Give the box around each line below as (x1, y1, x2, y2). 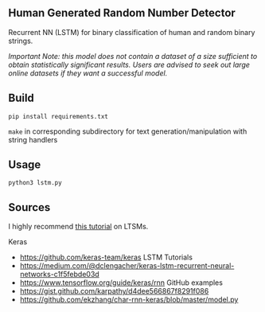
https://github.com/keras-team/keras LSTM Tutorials (19, 252, 193, 262)
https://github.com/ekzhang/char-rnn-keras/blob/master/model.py (19, 294, 239, 305)
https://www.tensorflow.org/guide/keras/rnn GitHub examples (19, 278, 223, 287)
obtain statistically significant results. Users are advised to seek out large (8, 60, 251, 69)
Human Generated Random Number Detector (8, 6, 236, 20)
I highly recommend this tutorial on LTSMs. (8, 222, 149, 232)
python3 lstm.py (8, 179, 62, 187)
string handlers (8, 135, 58, 144)
